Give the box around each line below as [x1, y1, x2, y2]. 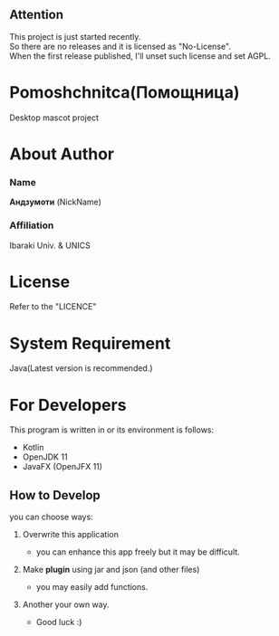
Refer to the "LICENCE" [9, 301, 97, 312]
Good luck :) [35, 617, 82, 628]
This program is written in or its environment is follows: [9, 424, 215, 435]
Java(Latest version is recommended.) [9, 363, 153, 374]
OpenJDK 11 [22, 451, 68, 462]
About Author [9, 144, 115, 164]
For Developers [9, 394, 127, 415]
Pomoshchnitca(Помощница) [9, 82, 240, 102]
